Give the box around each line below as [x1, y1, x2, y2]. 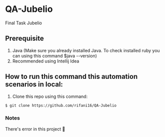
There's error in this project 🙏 [5, 126, 66, 132]
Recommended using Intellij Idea [12, 58, 80, 64]
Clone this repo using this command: [12, 93, 88, 99]
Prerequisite [5, 34, 44, 43]
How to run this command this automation [5, 72, 138, 81]
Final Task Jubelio [5, 20, 42, 26]
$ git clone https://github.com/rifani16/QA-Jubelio [5, 103, 117, 108]
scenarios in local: [5, 80, 63, 89]
